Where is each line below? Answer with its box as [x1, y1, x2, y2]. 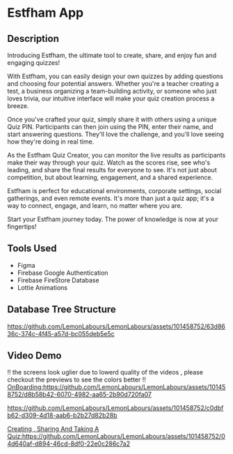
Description [7, 33, 59, 45]
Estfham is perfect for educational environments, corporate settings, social [7, 187, 222, 195]
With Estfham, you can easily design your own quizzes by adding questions [7, 72, 224, 80]
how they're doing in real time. [7, 137, 95, 146]
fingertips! [7, 222, 37, 231]
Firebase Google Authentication [17, 268, 109, 277]
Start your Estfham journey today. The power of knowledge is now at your [7, 215, 219, 223]
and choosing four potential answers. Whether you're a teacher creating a [7, 80, 219, 88]
